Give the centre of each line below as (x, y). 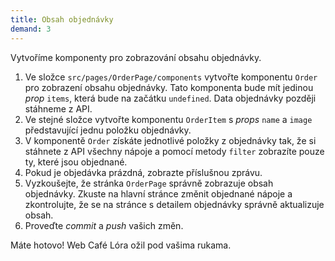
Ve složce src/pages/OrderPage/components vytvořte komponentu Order (171, 77)
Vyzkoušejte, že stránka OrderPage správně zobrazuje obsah (149, 183)
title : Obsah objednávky (62, 19)
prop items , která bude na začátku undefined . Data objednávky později (170, 98)
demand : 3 (31, 29)
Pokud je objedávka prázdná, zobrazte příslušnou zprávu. (143, 172)
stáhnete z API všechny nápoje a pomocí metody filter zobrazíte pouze (174, 151)
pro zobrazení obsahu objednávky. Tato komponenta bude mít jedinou (169, 87)
